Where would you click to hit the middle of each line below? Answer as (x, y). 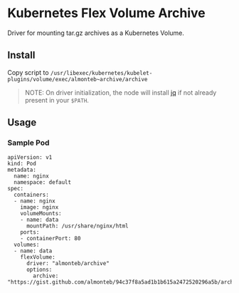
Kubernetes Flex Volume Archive (106, 13)
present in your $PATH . (57, 100)
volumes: (27, 245)
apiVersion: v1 (30, 158)
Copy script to (28, 72)
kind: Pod (22, 164)
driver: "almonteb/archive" (68, 264)
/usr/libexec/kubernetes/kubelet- (101, 73)
